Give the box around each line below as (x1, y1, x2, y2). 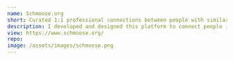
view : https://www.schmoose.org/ (7, 29, 104, 37)
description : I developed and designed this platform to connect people (7, 23, 223, 30)
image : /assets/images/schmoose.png (7, 42, 114, 49)
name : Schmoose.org (7, 10, 64, 17)
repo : (7, 36, 23, 43)
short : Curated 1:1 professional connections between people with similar (7, 17, 229, 23)
